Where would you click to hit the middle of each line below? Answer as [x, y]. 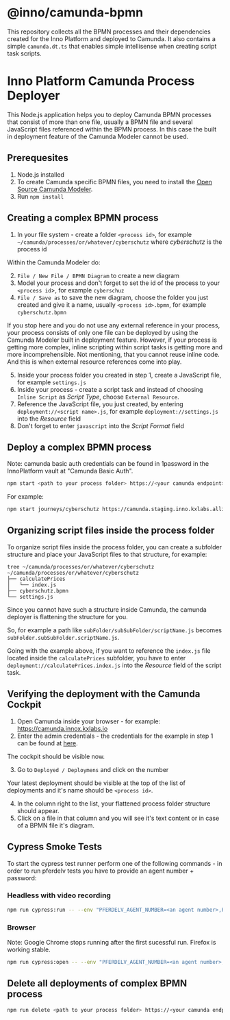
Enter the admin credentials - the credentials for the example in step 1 [115, 736]
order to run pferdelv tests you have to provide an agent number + [100, 871]
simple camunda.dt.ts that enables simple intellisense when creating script [112, 46]
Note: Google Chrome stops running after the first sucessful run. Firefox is [112, 942]
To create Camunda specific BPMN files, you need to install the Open [114, 182]
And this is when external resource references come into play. [94, 362]
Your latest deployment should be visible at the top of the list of [97, 783]
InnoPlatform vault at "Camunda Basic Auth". [70, 471]
